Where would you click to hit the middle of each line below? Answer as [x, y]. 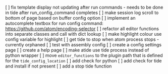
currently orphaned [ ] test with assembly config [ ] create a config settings [83, 45]
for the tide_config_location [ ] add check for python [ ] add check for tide [83, 61]
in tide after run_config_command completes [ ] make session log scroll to [82, 13]
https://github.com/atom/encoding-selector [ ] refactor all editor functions [82, 29]
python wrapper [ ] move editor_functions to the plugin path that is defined [84, 55]
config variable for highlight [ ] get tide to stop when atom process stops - [82, 39]
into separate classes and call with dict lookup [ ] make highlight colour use [83, 34]
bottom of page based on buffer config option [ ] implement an [70, 18]
